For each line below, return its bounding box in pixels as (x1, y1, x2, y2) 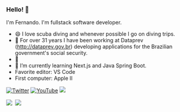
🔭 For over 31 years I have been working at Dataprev (14, 37, 144, 44)
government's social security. (14, 49, 88, 57)
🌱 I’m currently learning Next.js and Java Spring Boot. (14, 62, 147, 69)
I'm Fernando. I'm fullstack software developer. (6, 19, 122, 26)
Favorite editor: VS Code (14, 69, 76, 76)
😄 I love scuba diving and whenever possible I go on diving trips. (14, 30, 175, 38)
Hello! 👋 (6, 5, 30, 14)
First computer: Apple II (14, 74, 73, 82)
